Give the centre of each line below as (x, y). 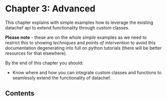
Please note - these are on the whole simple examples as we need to (76, 37)
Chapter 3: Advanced (50, 9)
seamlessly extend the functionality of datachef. (62, 78)
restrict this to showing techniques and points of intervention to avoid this (80, 42)
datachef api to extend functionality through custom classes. (67, 27)
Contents (20, 93)
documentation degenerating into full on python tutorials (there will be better (83, 48)
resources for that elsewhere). (36, 53)
